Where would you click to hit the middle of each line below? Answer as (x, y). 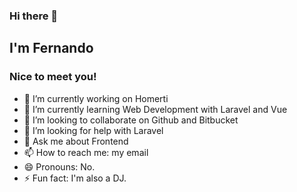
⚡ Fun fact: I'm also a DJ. (75, 178)
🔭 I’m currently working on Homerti (96, 98)
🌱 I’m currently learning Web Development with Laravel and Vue (155, 109)
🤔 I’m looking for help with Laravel (93, 130)
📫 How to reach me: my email (86, 152)
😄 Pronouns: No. (59, 166)
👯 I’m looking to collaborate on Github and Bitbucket (131, 120)
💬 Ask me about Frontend (76, 141)
